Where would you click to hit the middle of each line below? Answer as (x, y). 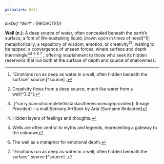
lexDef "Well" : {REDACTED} (33, 23)
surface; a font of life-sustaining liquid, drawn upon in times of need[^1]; (78, 38)
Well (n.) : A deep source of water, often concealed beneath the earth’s (76, 33)
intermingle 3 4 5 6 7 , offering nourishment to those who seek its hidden (76, 55)
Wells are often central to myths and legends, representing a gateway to (84, 128)
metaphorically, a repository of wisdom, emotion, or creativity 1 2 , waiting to (80, 43)
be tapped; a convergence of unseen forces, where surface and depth (76, 49)
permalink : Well (21, 9)
